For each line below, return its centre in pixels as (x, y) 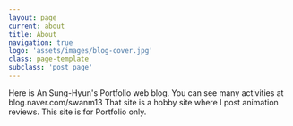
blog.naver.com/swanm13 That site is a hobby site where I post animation (143, 102)
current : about (37, 26)
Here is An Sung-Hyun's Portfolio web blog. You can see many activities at (146, 92)
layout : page (33, 17)
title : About (33, 34)
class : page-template (49, 59)
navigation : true (41, 42)
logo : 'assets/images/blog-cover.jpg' (81, 51)
